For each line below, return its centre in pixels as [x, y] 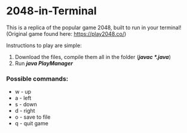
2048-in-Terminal [51, 11]
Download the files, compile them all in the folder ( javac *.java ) [93, 57]
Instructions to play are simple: [44, 45]
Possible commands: [37, 79]
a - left [23, 98]
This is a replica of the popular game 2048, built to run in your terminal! [94, 27]
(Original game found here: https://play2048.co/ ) [66, 33]
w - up [23, 92]
